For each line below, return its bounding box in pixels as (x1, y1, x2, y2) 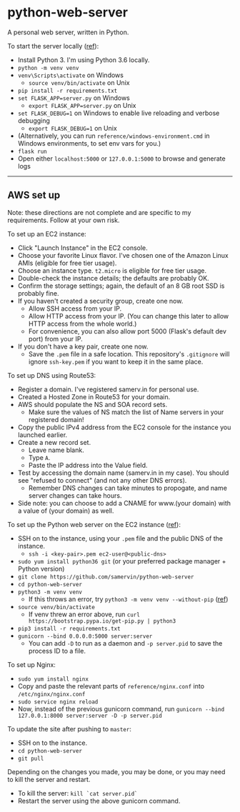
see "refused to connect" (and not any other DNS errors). (17, 476, 187, 484)
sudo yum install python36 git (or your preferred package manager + (17, 556, 226, 565)
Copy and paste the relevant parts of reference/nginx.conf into (17, 681, 205, 690)
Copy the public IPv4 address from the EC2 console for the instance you (17, 423, 231, 431)
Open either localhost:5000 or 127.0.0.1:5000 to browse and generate (17, 154, 226, 163)
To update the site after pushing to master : (7, 724, 132, 733)
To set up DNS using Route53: (7, 371, 96, 379)
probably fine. (17, 289, 59, 297)
